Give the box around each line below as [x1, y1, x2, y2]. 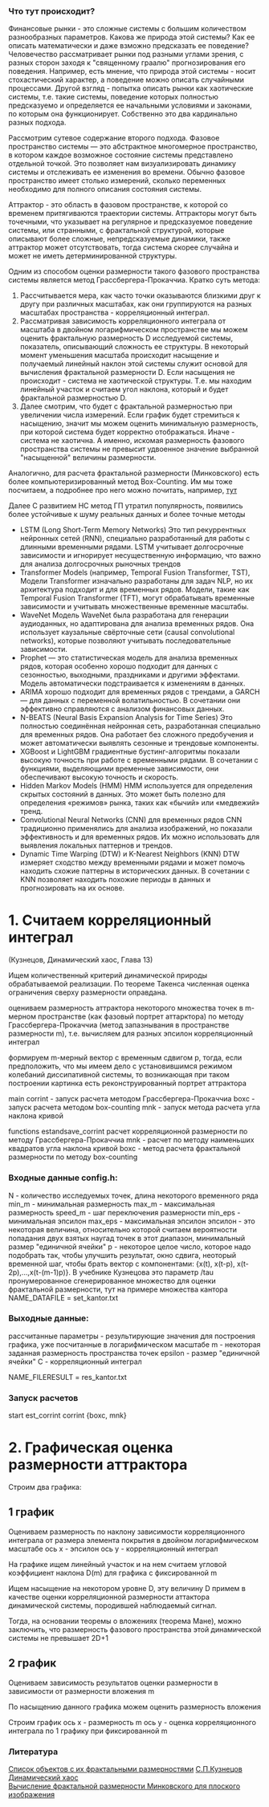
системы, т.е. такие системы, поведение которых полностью [8, 92, 219, 102]
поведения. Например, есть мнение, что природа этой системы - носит [8, 67, 256, 76]
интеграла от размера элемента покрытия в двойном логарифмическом [8, 1535, 259, 1544]
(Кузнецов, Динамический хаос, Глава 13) [8, 955, 153, 965]
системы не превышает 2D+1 [8, 1633, 108, 1642]
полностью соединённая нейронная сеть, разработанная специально [19, 721, 261, 731]
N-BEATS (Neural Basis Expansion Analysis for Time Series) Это [19, 713, 233, 722]
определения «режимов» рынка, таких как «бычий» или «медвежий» [19, 798, 260, 808]
